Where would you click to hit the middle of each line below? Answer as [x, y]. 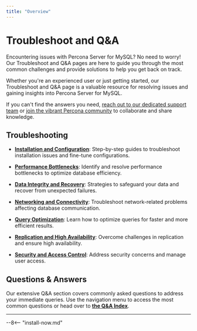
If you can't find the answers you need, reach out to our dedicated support [96, 104]
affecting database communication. [57, 208]
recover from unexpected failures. [56, 190]
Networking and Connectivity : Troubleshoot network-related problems [101, 202]
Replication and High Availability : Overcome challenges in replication [99, 237]
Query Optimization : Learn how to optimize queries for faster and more [101, 220]
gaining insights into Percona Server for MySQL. [64, 93]
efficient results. [34, 226]
